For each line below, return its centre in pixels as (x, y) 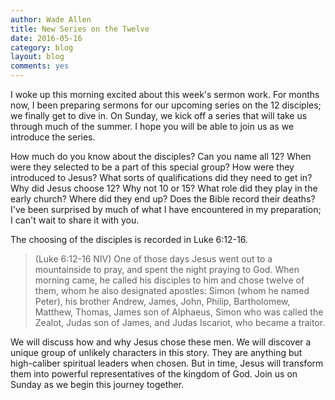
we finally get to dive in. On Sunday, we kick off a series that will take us (159, 115)
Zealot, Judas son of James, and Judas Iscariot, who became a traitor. (180, 322)
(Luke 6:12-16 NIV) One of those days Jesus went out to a (153, 259)
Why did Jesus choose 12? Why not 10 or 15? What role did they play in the (164, 188)
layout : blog (37, 57)
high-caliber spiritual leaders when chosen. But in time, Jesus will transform (167, 363)
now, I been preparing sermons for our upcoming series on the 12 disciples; (166, 105)
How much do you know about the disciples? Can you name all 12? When (161, 156)
